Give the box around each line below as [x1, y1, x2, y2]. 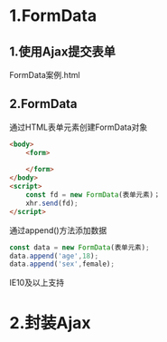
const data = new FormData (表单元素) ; [9, 242, 151, 252]
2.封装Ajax [9, 312, 91, 333]
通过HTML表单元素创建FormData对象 [9, 122, 148, 132]
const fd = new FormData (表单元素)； [25, 191, 161, 200]
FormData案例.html [9, 70, 80, 80]
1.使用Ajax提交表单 [9, 44, 116, 59]
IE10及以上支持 [9, 278, 65, 288]
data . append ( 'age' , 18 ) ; [9, 251, 99, 260]
